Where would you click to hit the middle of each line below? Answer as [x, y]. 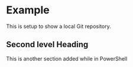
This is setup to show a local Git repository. [59, 26]
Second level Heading [47, 45]
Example [28, 10]
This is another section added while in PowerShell [67, 58]
